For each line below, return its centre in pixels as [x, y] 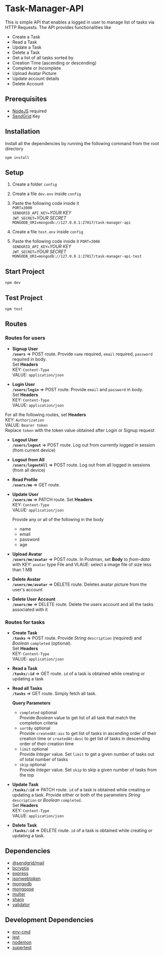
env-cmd [21, 931]
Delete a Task [26, 52]
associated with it [30, 609]
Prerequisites [26, 99]
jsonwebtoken [26, 879]
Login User [23, 384]
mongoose [23, 889]
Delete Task [24, 825]
